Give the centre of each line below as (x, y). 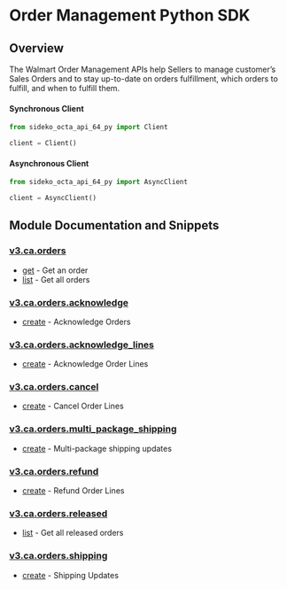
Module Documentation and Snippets (114, 225)
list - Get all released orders (73, 533)
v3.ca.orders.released (58, 513)
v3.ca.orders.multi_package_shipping (93, 429)
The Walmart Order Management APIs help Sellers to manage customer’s (143, 69)
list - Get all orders (56, 279)
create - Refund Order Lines (73, 491)
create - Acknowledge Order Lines (85, 364)
